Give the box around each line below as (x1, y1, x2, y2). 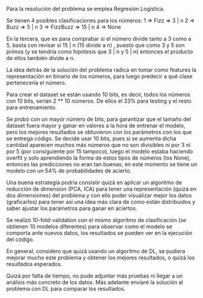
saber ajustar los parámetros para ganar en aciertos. (6, 205, 138, 212)
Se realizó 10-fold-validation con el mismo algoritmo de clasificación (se (6, 217, 187, 223)
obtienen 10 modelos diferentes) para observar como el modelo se (6, 223, 173, 230)
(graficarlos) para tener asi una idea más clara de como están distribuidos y (6, 198, 196, 205)
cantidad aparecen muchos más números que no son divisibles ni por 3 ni (6, 141, 191, 148)
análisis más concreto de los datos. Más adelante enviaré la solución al (6, 279, 184, 286)
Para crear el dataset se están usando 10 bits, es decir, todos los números (6, 91, 191, 98)
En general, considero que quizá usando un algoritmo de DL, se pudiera (6, 248, 186, 254)
